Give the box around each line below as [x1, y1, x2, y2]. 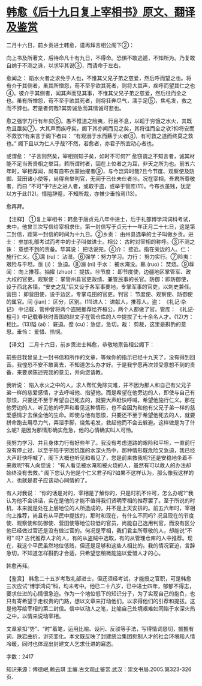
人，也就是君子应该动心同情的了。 [6, 477, 91, 484]
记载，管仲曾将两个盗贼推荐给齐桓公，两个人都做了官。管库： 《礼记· [23, 305, 195, 313]
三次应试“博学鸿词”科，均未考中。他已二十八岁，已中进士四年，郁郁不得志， [6, 582, 195, 589]
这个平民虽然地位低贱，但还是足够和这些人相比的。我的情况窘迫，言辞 [22, 541, 195, 549]
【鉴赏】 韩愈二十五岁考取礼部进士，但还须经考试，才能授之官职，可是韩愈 [6, 574, 192, 582]
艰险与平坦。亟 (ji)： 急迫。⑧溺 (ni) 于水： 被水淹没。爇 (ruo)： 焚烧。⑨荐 [6, 260, 195, 268]
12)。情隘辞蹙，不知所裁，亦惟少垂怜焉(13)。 [29, 190, 140, 197]
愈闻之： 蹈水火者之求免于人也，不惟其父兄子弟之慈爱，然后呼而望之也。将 [6, 74, 192, 82]
